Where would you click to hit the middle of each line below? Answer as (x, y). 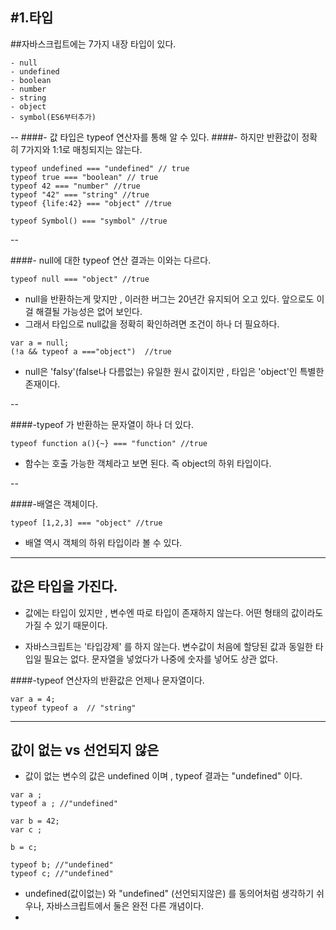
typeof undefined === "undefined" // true (100, 168)
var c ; (26, 830)
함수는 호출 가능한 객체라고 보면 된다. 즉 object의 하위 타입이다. (148, 463)
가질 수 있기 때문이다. (66, 625)
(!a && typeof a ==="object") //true (91, 351)
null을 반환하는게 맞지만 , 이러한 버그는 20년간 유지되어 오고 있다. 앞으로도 (169, 299)
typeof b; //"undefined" (62, 865)
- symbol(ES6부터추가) (53, 117)
